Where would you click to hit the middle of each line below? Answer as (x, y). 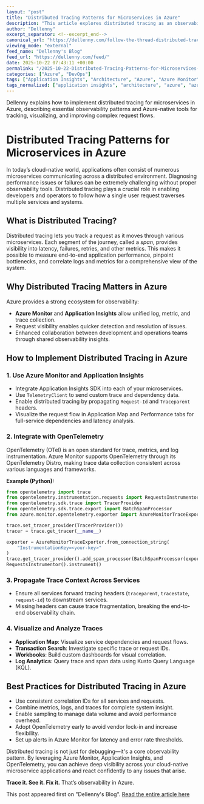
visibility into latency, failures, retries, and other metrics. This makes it (93, 248)
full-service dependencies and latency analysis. (75, 421)
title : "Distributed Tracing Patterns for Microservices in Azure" (93, 18)
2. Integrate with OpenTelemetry (55, 436)
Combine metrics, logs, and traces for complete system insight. (94, 708)
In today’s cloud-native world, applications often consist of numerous (93, 169)
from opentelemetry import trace (49, 492)
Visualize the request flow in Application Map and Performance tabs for (104, 414)
